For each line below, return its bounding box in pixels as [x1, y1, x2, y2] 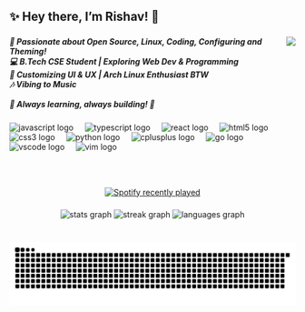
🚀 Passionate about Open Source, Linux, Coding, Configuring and [9, 36, 262, 47]
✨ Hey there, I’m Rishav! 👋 [9, 9, 160, 25]
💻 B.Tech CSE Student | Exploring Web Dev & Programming [9, 56, 239, 67]
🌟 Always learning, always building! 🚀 [9, 99, 156, 110]
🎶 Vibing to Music [9, 79, 77, 90]
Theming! [9, 46, 47, 57]
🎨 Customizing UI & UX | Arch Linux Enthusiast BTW [9, 69, 209, 80]
